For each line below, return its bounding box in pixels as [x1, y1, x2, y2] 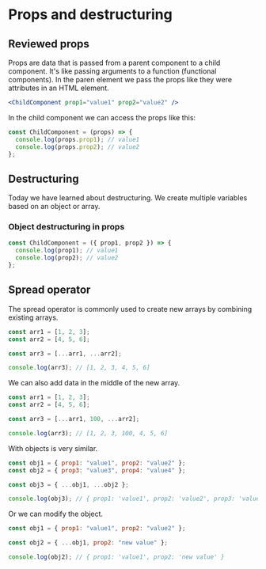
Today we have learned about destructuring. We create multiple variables [8, 193, 248, 203]
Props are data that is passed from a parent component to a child [8, 58, 221, 67]
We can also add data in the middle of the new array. [8, 378, 180, 388]
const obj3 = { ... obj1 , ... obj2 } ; [8, 480, 129, 488]
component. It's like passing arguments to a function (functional [8, 66, 217, 76]
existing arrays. [8, 313, 59, 322]
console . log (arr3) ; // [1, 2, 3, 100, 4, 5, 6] [8, 429, 169, 437]
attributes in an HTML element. [8, 83, 109, 93]
